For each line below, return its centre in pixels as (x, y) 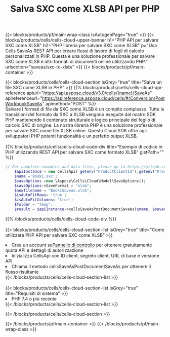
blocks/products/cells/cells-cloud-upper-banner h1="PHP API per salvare (82, 40)
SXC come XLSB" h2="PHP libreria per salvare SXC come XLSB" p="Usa (81, 46)
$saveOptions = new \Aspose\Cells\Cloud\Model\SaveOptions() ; (80, 181)
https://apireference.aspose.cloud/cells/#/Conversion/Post (103, 98)
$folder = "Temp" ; (34, 205)
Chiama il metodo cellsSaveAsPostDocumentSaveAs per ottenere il (81, 266)
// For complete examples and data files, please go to (65, 167)
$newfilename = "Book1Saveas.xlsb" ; (53, 191)
